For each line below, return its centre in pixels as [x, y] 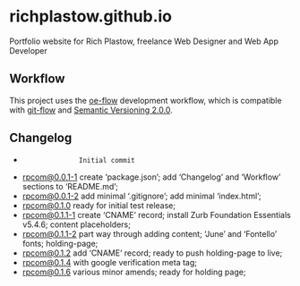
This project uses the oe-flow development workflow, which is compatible [146, 100]
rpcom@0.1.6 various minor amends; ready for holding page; [134, 272]
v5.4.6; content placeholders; [77, 224]
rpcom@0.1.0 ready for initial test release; [99, 205]
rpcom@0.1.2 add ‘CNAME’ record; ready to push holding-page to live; [152, 253]
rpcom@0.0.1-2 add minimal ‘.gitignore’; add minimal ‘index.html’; [141, 196]
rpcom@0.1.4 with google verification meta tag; [110, 262]
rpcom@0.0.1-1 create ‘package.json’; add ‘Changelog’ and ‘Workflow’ [151, 177]
